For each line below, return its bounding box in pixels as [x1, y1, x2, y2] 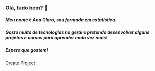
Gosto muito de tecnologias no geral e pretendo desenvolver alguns [5, 29, 150, 35]
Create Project [5, 60, 35, 66]
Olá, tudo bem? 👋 [5, 4, 48, 11]
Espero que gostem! [5, 47, 48, 53]
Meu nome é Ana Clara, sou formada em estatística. [5, 17, 117, 23]
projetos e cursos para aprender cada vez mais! [5, 34, 108, 40]
